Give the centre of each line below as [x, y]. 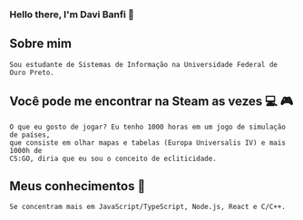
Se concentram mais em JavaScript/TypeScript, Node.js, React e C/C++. [147, 207]
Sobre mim [41, 44]
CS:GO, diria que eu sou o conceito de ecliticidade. [113, 158]
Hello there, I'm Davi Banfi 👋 [72, 14]
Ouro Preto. [32, 72]
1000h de [26, 150]
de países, [30, 135]
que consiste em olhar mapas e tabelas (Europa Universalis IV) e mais [147, 143]
